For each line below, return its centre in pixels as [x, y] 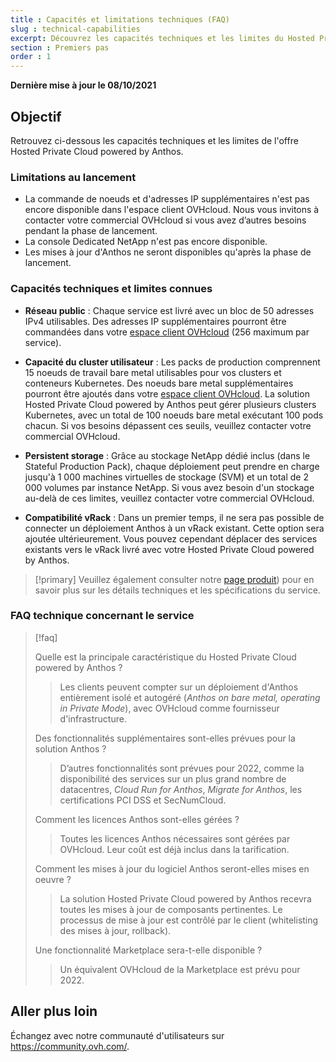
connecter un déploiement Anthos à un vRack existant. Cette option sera [174, 528]
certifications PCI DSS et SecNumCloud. [143, 800]
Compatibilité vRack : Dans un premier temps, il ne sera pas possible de [174, 517]
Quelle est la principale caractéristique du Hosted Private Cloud [165, 657]
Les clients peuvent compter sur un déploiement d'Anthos [179, 687]
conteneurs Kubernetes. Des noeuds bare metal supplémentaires [159, 383]
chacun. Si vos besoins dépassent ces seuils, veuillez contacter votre [168, 425]
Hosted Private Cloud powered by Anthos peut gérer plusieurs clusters [170, 404]
